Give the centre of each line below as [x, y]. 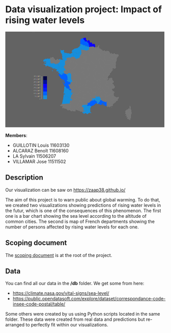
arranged [15, 325]
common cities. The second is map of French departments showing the [80, 221]
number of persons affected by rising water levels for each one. [72, 227]
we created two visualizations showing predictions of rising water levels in [83, 205]
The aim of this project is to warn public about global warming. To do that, [83, 199]
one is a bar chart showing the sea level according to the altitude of [76, 216]
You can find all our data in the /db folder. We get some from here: [75, 284]
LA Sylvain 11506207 [34, 156]
